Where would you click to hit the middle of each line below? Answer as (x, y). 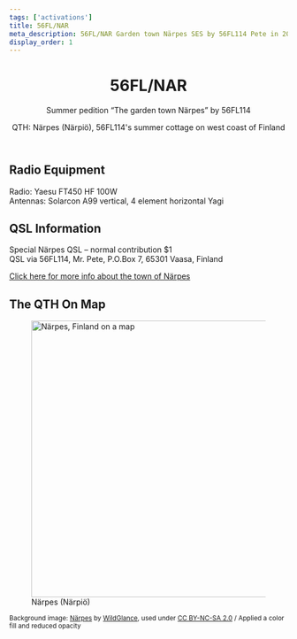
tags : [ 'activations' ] (51, 17)
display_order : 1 (41, 42)
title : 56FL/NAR (39, 26)
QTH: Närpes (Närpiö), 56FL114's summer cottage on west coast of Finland (148, 127)
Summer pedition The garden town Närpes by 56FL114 (148, 111)
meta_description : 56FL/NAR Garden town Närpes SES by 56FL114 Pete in (144, 34)
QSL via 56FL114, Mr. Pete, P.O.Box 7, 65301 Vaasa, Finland (116, 259)
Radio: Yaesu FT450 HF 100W (63, 191)
